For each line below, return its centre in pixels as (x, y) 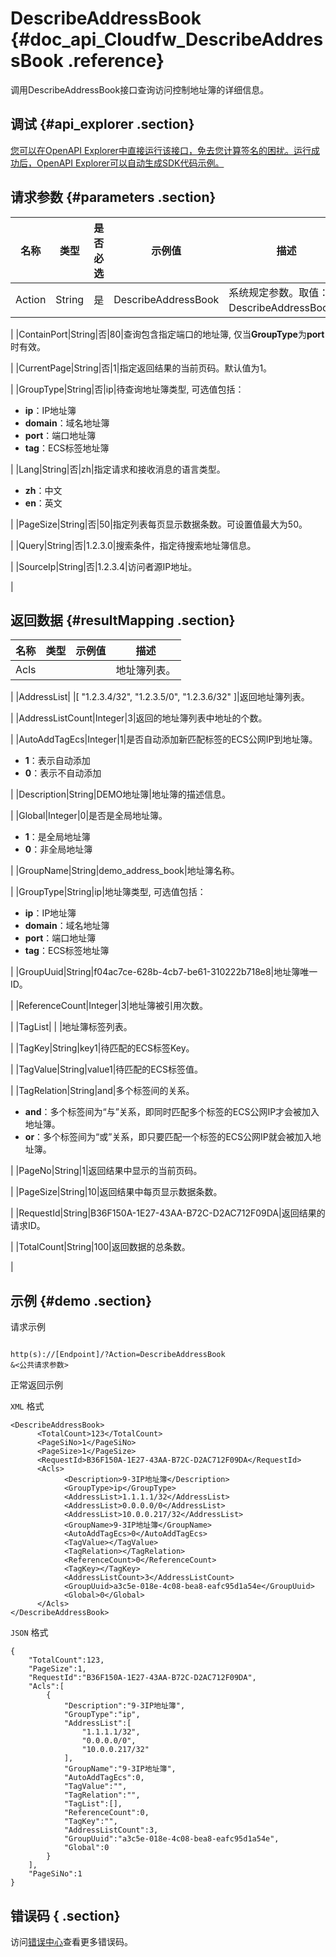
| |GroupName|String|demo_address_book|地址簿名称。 (125, 871)
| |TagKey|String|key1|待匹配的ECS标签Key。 (102, 1048)
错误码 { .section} (65, 1915)
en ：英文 (43, 503)
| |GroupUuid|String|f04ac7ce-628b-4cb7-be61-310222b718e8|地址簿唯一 (164, 972)
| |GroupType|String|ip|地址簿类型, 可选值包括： (108, 892)
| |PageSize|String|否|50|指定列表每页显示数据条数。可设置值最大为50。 (159, 524)
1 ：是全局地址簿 (57, 837)
